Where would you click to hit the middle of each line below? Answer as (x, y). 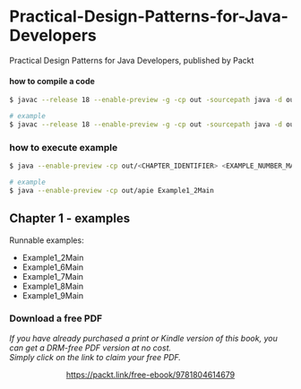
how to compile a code (52, 81)
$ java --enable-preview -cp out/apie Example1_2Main (112, 190)
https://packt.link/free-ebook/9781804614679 (150, 375)
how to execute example (64, 147)
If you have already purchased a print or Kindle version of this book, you (143, 338)
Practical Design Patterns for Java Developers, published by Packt (132, 60)
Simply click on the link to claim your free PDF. (95, 357)
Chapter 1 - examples (70, 218)
